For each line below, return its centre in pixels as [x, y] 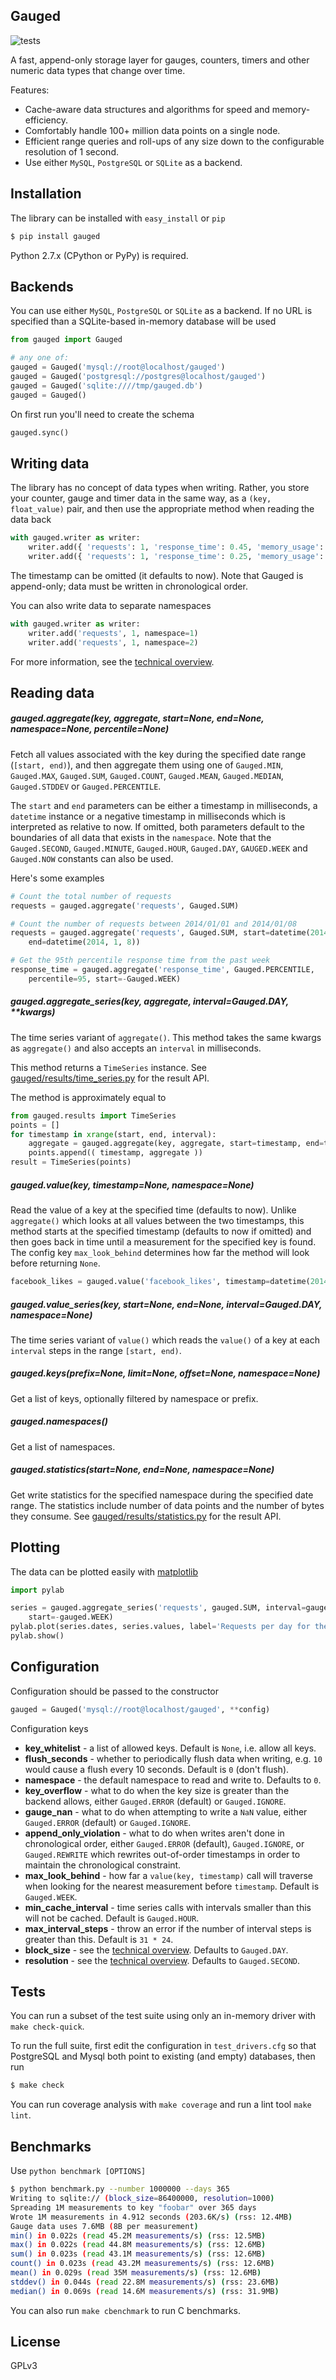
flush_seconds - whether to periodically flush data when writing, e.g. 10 [173, 1758]
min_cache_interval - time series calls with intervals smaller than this [168, 1907]
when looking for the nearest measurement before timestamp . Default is [172, 1886]
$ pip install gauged [55, 236]
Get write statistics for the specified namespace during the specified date [162, 1495]
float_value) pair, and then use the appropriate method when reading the [162, 509]
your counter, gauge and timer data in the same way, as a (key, [141, 498]
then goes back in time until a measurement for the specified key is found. [163, 1242]
